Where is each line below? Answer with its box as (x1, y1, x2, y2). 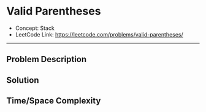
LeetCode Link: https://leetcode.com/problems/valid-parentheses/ (15, 30, 184, 38)
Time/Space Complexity (6, 96, 101, 106)
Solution (6, 75, 39, 85)
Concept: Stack (15, 24, 55, 32)
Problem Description (6, 54, 87, 65)
